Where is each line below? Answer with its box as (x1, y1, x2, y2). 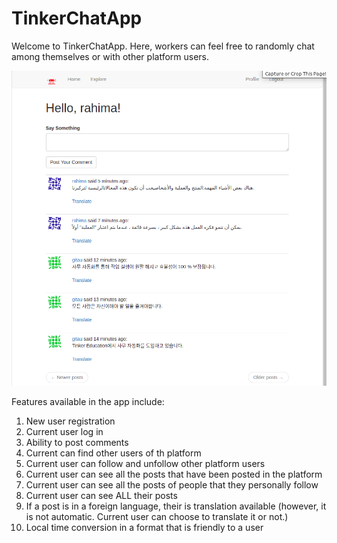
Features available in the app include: (11, 395, 165, 407)
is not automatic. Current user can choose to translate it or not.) (25, 510, 289, 522)
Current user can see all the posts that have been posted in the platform (25, 468, 323, 480)
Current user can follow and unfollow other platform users (25, 457, 266, 469)
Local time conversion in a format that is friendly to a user (25, 521, 264, 533)
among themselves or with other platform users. (11, 50, 210, 62)
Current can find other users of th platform (25, 447, 202, 459)
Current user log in (25, 425, 104, 437)
